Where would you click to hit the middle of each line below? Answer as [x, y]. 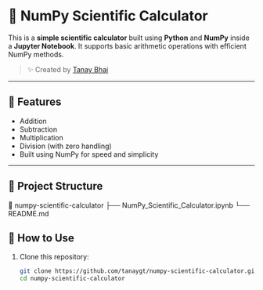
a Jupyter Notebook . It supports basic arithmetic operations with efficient [127, 45]
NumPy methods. [36, 54]
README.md [29, 213]
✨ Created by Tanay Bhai [68, 69]
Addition [33, 121]
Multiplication [41, 137]
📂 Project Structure [56, 186]
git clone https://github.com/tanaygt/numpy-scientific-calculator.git [139, 271]
